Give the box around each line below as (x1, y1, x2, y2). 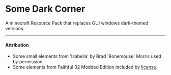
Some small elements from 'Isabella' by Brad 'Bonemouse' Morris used (12, 53, 162, 59)
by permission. (12, 59, 44, 65)
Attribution (5, 42, 29, 48)
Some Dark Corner (5, 3, 85, 15)
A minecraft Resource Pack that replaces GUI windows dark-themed (5, 20, 149, 26)
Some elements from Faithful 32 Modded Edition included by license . (12, 64, 158, 70)
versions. (5, 25, 24, 31)
